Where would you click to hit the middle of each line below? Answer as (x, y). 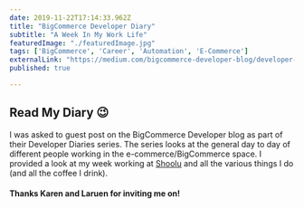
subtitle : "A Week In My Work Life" (78, 34)
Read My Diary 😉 (59, 113)
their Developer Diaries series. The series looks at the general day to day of (150, 144)
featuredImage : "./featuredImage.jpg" (82, 43)
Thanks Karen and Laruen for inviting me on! (95, 194)
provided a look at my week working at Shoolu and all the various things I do (152, 163)
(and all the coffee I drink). (59, 173)
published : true (40, 69)
